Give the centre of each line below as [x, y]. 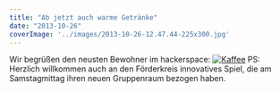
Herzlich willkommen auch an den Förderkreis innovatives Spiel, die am [140, 69]
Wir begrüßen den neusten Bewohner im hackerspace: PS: [135, 60]
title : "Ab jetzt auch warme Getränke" [84, 17]
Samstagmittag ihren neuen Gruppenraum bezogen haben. [118, 79]
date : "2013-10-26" [46, 26]
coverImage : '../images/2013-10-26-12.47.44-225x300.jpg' [119, 34]
